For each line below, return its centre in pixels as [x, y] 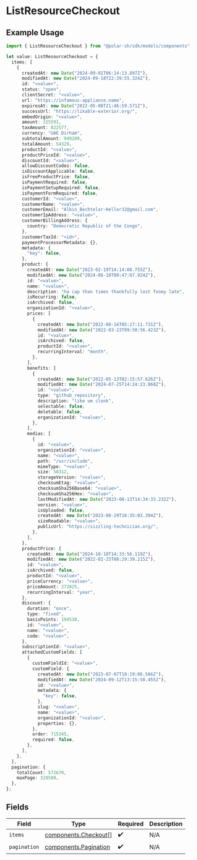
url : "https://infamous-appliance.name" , [73, 100]
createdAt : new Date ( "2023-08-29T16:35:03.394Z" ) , [101, 516]
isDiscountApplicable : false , [58, 172]
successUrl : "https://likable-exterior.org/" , [79, 111]
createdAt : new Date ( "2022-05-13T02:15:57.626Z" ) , [101, 379]
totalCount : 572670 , [42, 772]
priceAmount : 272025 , [54, 587]
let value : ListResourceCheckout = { [52, 56]
